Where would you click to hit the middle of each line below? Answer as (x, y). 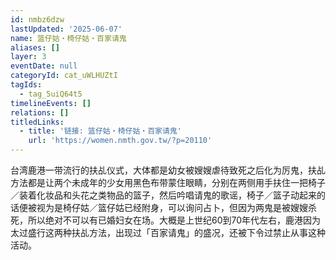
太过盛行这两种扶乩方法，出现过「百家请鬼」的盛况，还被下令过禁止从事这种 (168, 232)
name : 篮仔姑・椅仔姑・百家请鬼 (68, 38)
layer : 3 (28, 57)
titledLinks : (37, 122)
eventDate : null (44, 66)
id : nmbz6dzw (37, 19)
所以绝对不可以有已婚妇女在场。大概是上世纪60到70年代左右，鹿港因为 (174, 220)
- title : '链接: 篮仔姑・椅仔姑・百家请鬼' (100, 131)
